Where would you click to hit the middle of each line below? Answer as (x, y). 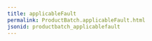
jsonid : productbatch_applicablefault (64, 26)
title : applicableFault (42, 14)
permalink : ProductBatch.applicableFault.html (76, 20)
